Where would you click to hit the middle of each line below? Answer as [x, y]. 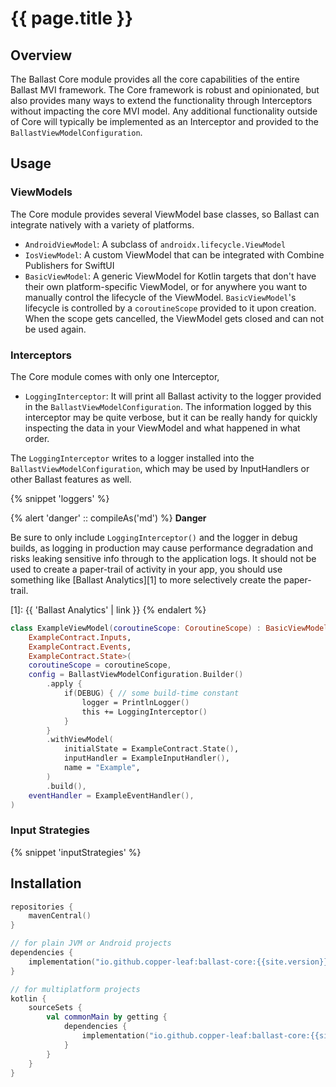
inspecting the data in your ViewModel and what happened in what [162, 428]
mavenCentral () [60, 916]
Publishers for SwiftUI [69, 265]
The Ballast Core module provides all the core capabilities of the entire [155, 79]
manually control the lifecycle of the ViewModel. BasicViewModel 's [160, 297]
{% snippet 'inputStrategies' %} [76, 852]
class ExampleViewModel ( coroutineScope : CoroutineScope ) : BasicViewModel [169, 628]
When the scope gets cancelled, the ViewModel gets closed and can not [174, 318]
